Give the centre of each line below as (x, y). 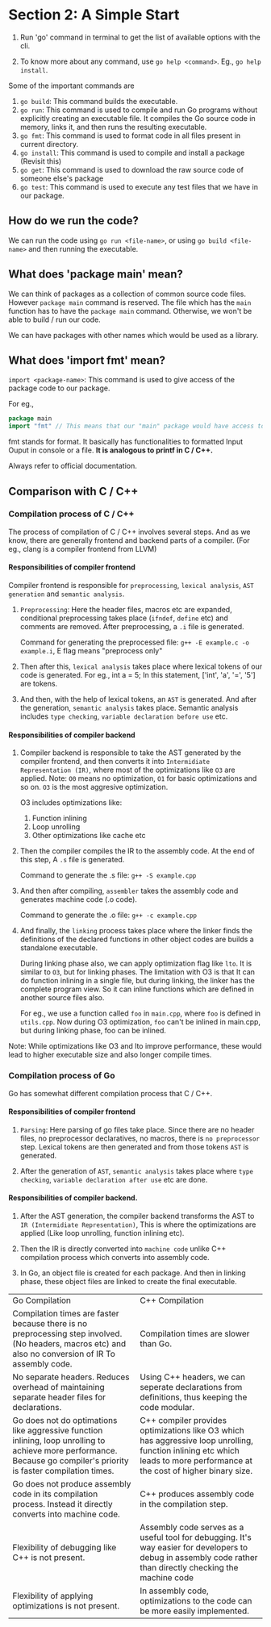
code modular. (167, 1407)
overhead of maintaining (58, 1387)
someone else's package (62, 178)
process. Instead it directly (63, 1504)
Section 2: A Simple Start (94, 15)
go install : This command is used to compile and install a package (132, 152)
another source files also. (62, 998)
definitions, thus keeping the (194, 1397)
